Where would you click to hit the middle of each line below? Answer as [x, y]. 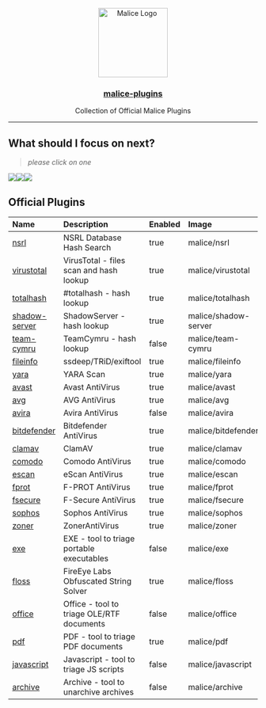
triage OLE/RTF [91, 614]
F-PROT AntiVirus [97, 487]
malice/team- [214, 338]
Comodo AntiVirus [97, 461]
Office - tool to [91, 603]
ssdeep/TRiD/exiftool [102, 361]
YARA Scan [84, 374]
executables [86, 558]
